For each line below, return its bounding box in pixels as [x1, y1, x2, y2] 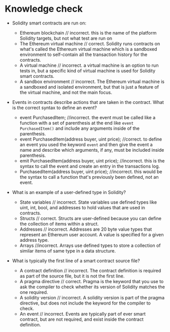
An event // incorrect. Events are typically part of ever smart [19, 311, 146, 317]
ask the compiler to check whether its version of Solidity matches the [19, 284, 165, 290]
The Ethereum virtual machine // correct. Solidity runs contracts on [19, 40, 160, 46]
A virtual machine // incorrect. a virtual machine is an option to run [19, 62, 159, 68]
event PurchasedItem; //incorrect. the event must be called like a [19, 114, 156, 120]
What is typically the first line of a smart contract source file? [12, 258, 140, 264]
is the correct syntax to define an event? [12, 104, 97, 110]
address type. [19, 237, 49, 243]
